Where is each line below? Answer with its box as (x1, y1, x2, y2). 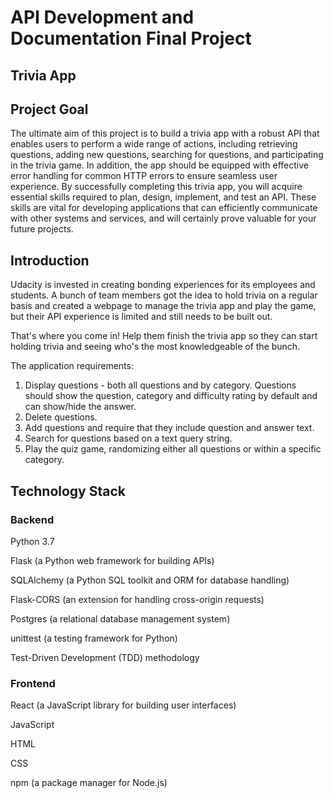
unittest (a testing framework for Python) (10, 632, 178, 644)
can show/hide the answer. (24, 401, 137, 413)
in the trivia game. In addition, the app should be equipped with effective (10, 159, 309, 171)
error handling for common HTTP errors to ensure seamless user (10, 170, 278, 182)
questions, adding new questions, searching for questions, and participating (10, 149, 324, 161)
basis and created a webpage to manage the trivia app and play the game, (10, 300, 317, 312)
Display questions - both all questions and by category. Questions (24, 379, 297, 391)
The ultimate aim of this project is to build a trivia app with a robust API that (10, 127, 320, 140)
